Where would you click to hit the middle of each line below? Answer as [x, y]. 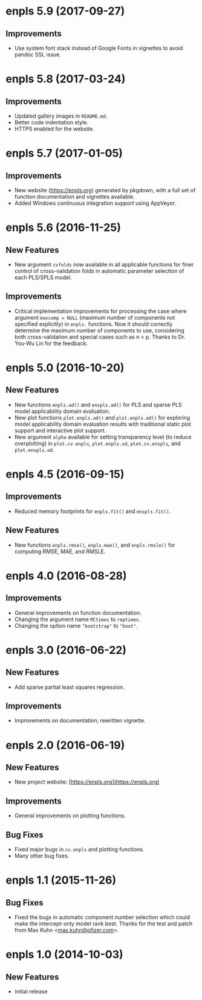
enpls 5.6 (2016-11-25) [64, 228]
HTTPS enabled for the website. [54, 129]
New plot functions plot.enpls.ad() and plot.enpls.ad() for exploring [102, 417]
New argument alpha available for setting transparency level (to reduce [103, 437]
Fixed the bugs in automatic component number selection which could [102, 918]
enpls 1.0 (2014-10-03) [64, 955]
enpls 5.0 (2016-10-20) [65, 367]
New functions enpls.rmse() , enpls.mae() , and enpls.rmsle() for [95, 545]
